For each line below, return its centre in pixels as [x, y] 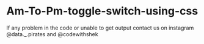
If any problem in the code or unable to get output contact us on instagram [100, 28]
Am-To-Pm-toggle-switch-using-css [102, 11]
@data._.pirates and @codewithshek [53, 34]
